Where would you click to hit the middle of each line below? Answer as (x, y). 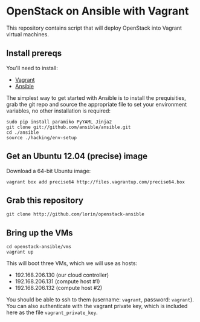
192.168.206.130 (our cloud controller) (62, 275)
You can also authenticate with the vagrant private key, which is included (97, 306)
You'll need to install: (32, 68)
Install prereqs (34, 54)
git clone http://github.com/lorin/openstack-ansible (76, 214)
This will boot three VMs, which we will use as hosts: (72, 263)
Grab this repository (45, 200)
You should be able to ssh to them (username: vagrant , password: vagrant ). (100, 300)
